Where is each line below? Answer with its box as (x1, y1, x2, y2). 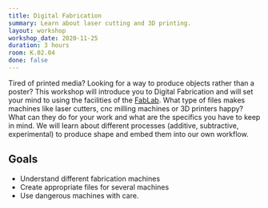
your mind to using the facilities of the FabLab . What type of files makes (8, 95, 246, 105)
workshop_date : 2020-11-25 (8, 34, 98, 42)
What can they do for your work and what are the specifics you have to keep (8, 112, 261, 122)
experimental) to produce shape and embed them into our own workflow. (8, 129, 250, 138)
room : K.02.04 (8, 49, 56, 57)
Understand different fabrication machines (19, 174, 161, 183)
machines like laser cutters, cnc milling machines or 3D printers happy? (8, 103, 244, 113)
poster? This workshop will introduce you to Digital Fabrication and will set (8, 86, 254, 96)
